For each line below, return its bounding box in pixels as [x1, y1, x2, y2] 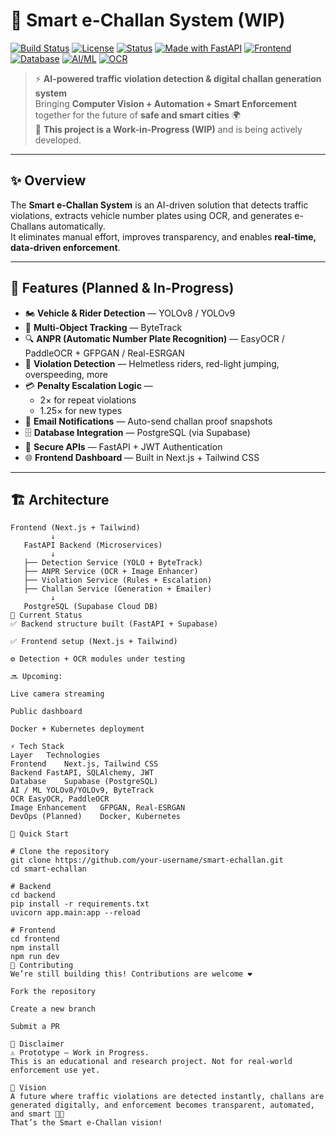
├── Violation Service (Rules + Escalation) [23, 575, 213, 586]
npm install [10, 943, 60, 953]
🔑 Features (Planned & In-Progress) [10, 280, 235, 297]
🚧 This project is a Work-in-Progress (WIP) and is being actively [34, 123, 303, 135]
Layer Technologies [10, 750, 101, 761]
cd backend [10, 890, 56, 901]
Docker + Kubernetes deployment [10, 724, 145, 734]
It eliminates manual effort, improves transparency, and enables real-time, [10, 230, 317, 243]
